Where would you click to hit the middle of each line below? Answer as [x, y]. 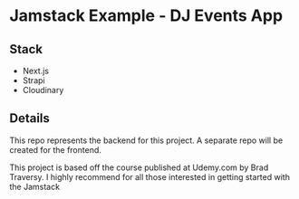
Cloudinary [43, 90]
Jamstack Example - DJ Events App [146, 16]
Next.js [36, 71]
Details [29, 118]
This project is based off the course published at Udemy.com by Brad [139, 167]
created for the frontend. [56, 149]
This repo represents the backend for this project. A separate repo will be [146, 140]
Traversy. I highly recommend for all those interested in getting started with [149, 176]
